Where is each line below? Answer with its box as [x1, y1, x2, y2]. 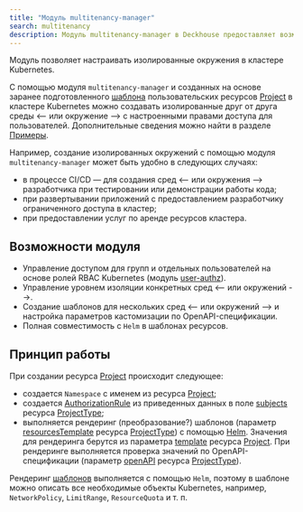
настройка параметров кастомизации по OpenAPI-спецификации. [22, 311, 278, 321]
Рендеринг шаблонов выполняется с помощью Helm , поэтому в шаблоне [9, 473, 290, 483]
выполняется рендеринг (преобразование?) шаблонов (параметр [22, 417, 277, 427]
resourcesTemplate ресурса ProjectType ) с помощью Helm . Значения [22, 426, 288, 437]
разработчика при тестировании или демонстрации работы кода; [22, 184, 277, 195]
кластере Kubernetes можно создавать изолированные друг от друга [9, 101, 278, 112]
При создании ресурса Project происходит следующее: [9, 371, 224, 381]
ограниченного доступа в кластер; [22, 203, 157, 214]
